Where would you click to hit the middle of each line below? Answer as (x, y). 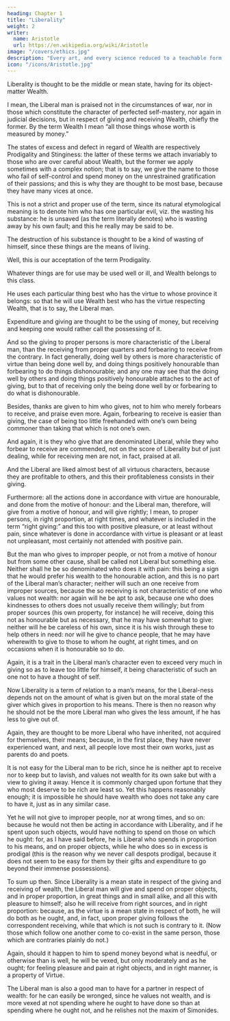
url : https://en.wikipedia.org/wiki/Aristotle (81, 45)
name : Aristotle (36, 39)
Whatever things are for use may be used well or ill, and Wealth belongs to (112, 273)
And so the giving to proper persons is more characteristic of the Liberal (109, 342)
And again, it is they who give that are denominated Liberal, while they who (113, 441)
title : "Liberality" (37, 20)
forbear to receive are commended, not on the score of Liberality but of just (114, 448)
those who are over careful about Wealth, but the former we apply (100, 161)
